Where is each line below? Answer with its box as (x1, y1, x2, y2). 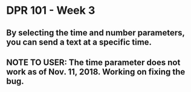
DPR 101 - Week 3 (6, 4, 95, 17)
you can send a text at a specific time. (6, 37, 152, 47)
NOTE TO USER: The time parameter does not (6, 57, 181, 67)
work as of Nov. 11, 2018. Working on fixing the (6, 67, 186, 77)
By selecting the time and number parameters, (6, 28, 185, 38)
